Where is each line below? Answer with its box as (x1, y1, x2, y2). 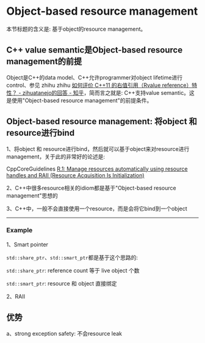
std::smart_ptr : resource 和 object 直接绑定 (6, 279, 117, 287)
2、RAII (6, 292, 26, 300)
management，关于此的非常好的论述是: (6, 153, 106, 160)
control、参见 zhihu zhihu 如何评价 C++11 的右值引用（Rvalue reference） (6, 81, 192, 89)
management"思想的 (6, 191, 58, 199)
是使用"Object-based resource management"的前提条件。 (6, 97, 153, 104)
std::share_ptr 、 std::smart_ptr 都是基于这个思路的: (6, 254, 138, 261)
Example (6, 226, 33, 235)
